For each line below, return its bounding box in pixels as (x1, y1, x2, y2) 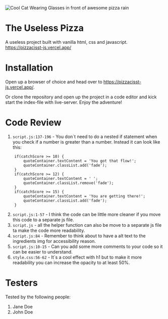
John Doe (12, 309, 33, 315)
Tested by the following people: (5, 294, 71, 300)
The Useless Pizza (5, 23, 84, 34)
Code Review (5, 117, 62, 129)
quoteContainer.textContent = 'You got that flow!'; (23, 158, 137, 163)
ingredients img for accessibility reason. (12, 238, 96, 244)
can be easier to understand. (12, 248, 73, 254)
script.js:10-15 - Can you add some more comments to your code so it (12, 243, 163, 249)
